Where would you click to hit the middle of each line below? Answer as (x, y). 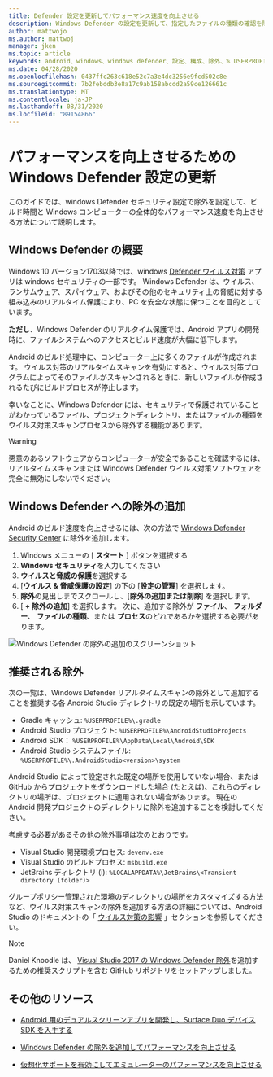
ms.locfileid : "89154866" (52, 115)
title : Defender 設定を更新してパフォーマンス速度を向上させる (104, 16)
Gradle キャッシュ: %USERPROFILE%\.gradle (90, 720)
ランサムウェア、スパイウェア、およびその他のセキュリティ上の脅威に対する (136, 291)
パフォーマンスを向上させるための (122, 158)
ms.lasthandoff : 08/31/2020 (56, 107)
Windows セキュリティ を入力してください (90, 565)
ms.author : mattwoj (41, 39)
